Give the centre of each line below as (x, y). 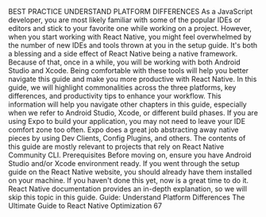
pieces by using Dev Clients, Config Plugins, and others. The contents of (127, 138)
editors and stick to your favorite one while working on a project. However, (130, 28)
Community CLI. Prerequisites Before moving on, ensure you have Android (130, 155)
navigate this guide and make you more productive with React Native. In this (133, 79)
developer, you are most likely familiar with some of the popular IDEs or (125, 20)
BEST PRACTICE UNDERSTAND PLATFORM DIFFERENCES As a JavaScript (130, 12)
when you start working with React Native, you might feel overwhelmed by (130, 37)
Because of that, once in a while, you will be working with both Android (124, 62)
